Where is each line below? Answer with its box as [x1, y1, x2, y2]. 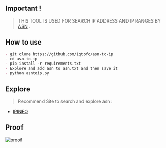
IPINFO [12, 108, 28, 114]
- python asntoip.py [5, 71, 50, 76]
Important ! [5, 4, 42, 13]
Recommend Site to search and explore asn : [17, 98, 113, 104]
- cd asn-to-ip [5, 56, 38, 61]
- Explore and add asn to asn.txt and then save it [5, 66, 118, 71]
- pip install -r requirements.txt [5, 61, 81, 66]
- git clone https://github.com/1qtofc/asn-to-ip [5, 51, 114, 57]
